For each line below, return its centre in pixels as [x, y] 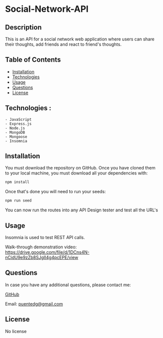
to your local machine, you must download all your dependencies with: [77, 173]
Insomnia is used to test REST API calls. [45, 237]
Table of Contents [33, 60]
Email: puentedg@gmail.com [34, 304]
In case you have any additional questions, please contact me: [68, 285]
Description [23, 27]
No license [16, 331]
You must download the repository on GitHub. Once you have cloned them [80, 168]
